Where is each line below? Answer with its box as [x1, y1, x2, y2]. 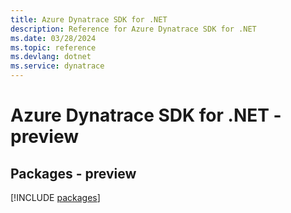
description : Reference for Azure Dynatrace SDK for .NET [10, 24, 257, 34]
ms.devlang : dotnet [10, 52, 92, 62]
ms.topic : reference [10, 42, 97, 53]
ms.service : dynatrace [10, 61, 105, 71]
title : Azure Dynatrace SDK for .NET [10, 14, 168, 25]
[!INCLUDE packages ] [10, 192, 101, 203]
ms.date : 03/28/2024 [10, 33, 97, 43]
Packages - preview [10, 165, 137, 182]
